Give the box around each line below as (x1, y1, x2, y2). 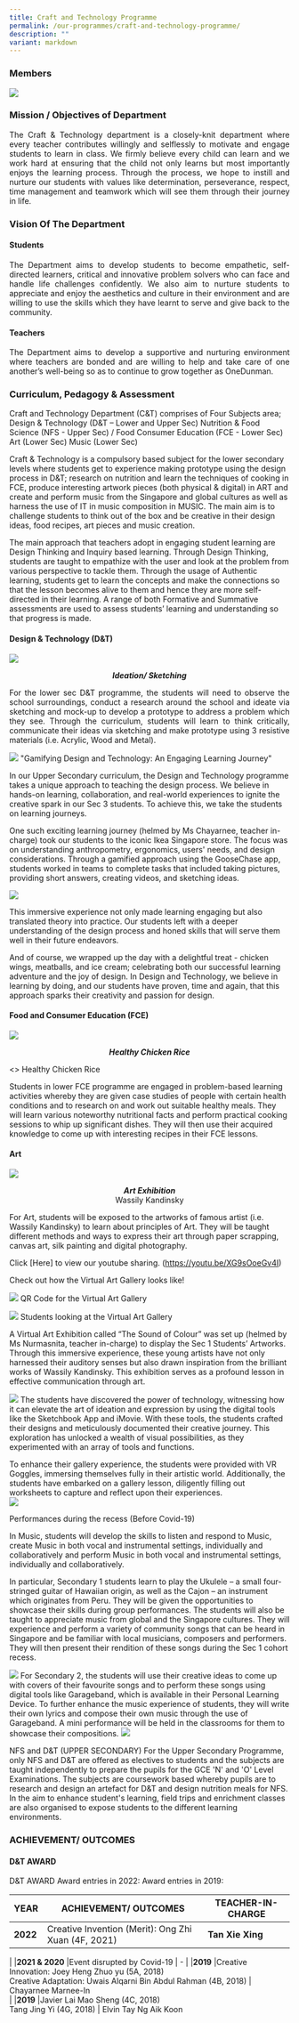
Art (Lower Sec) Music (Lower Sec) (9, 437, 138, 448)
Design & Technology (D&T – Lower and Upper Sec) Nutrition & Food (9, 417, 261, 428)
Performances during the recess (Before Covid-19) (9, 1514, 196, 1525)
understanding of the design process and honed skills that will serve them (9, 925, 280, 935)
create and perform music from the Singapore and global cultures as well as (9, 491, 288, 503)
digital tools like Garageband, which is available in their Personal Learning (9, 1689, 279, 1700)
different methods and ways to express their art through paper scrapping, (9, 1231, 279, 1242)
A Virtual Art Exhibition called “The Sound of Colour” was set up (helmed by (9, 1329, 287, 1339)
